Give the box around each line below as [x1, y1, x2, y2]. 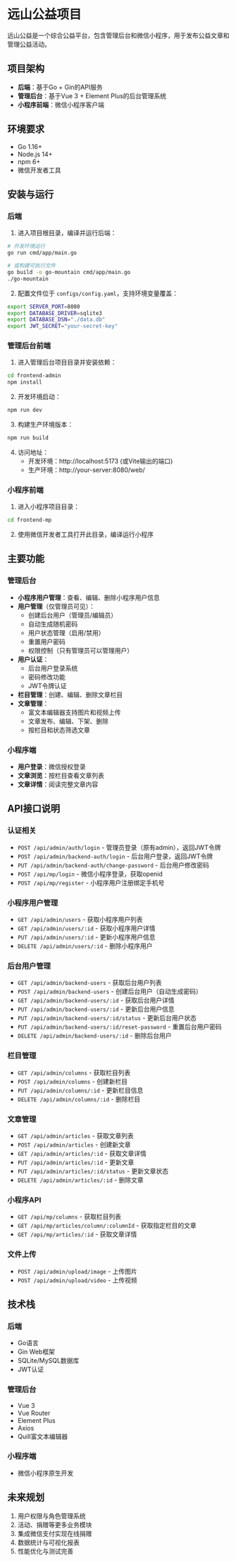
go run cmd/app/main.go [7, 249, 77, 256]
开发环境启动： [17, 393, 61, 401]
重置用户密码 [27, 637, 66, 646]
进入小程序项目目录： [17, 502, 80, 511]
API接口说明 [7, 803, 61, 815]
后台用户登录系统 [27, 663, 78, 672]
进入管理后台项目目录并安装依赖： [17, 358, 117, 367]
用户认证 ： [17, 655, 49, 663]
